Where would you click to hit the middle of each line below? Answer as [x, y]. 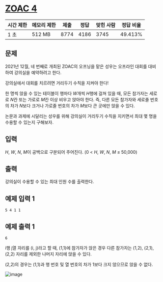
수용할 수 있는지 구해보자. [29, 122]
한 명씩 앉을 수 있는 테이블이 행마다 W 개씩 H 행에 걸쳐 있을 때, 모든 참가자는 [77, 93]
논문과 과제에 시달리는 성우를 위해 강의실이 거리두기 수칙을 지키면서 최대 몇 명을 [81, 116]
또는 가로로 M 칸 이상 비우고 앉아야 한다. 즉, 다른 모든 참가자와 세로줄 [84, 99]
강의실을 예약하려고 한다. [38, 72]
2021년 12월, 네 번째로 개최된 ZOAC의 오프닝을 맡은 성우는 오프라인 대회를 [76, 66]
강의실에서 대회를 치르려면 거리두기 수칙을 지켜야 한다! [57, 83]
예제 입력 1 [20, 199]
